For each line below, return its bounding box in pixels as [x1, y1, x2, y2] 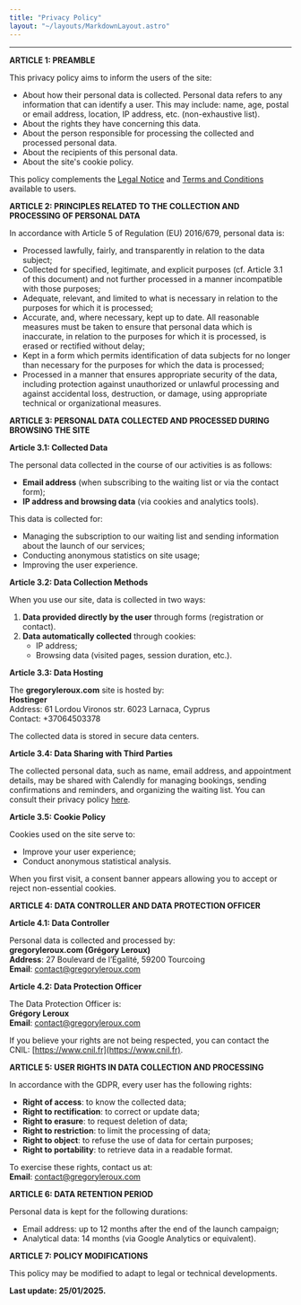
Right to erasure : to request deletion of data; [21, 1115, 188, 1126]
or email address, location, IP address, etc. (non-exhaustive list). [21, 109, 261, 119]
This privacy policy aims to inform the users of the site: [9, 72, 212, 83]
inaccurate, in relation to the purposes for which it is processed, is [21, 331, 267, 341]
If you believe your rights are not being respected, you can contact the [9, 1035, 270, 1045]
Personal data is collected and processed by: [9, 935, 176, 946]
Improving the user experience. [21, 559, 139, 570]
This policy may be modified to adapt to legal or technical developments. [9, 1267, 278, 1278]
